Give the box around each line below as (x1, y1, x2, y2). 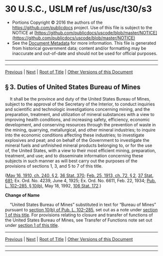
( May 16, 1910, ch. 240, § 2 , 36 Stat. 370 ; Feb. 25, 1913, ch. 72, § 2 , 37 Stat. (5, 172, 154, 178)
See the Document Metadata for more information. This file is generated (12, 40, 156, 46)
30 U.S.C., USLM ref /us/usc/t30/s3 (5, 3, 152, 15)
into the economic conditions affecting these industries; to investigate (5, 132, 145, 138)
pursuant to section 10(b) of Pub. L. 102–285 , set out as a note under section (5, 206, 158, 212)
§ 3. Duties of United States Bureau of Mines (5, 83, 141, 91)
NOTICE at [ (12, 30, 36, 35)
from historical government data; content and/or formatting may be (12, 45, 147, 51)
